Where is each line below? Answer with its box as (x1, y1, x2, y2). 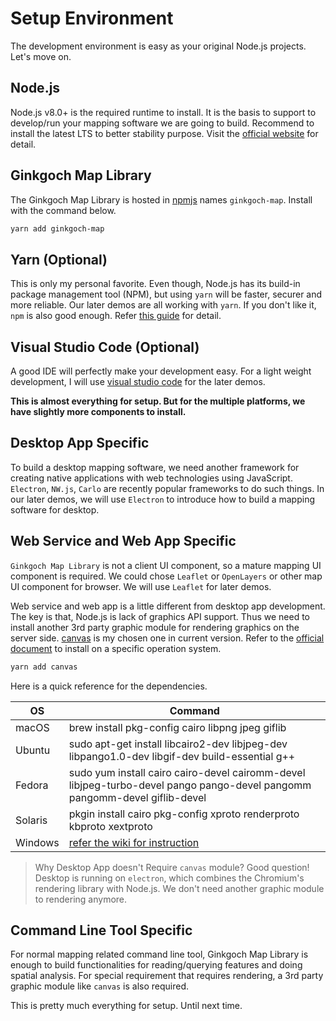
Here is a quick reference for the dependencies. (10, 680, 208, 692)
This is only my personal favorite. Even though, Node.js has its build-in (10, 278, 301, 290)
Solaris (15, 813, 48, 827)
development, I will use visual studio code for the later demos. (10, 376, 266, 388)
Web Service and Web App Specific (10, 533, 237, 550)
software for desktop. (10, 503, 100, 516)
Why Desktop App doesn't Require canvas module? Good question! (34, 861, 310, 873)
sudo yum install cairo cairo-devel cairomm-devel (68, 765, 306, 779)
